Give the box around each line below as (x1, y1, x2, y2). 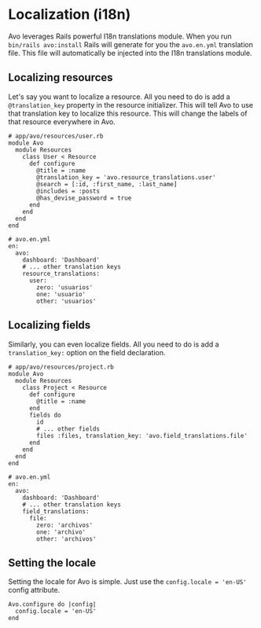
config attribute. (8, 586, 61, 595)
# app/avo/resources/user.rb (8, 132, 104, 140)
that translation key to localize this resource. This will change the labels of (8, 108, 248, 118)
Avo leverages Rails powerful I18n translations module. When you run (8, 31, 232, 41)
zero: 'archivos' (36, 521, 93, 529)
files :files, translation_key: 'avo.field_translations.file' (36, 432, 248, 439)
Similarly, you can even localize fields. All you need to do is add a (8, 340, 219, 349)
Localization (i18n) (8, 6, 131, 24)
